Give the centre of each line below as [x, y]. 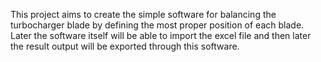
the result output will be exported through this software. [125, 46]
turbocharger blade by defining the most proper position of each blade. [157, 25]
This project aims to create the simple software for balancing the [143, 14]
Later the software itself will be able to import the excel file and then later [161, 35]
